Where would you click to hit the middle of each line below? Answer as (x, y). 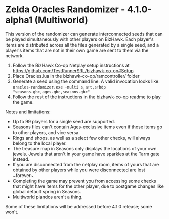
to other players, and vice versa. (46, 132)
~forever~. (24, 175)
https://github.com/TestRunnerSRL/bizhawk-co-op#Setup (73, 71)
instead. (21, 159)
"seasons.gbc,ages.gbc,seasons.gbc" (51, 92)
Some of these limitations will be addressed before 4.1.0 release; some (79, 206)
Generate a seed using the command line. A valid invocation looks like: (86, 81)
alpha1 (19, 20)
